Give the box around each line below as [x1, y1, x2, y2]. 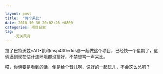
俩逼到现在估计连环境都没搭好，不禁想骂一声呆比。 [5, 54, 108, 59]
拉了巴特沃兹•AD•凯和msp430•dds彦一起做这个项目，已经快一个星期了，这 [5, 48, 158, 53]
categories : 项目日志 [5, 25, 46, 30]
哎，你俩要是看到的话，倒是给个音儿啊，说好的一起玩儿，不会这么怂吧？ [5, 64, 150, 70]
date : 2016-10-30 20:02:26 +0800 [5, 20, 73, 25]
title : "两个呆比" [5, 15, 42, 21]
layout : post [5, 11, 32, 16]
